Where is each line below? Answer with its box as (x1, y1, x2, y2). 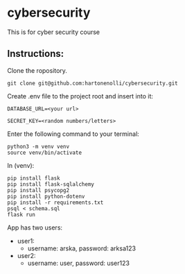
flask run (7, 211, 36, 218)
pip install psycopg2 (7, 187, 70, 194)
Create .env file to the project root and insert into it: (7, 92, 154, 100)
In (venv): (7, 161, 35, 169)
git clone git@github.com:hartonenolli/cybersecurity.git (7, 80, 178, 87)
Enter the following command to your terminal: (7, 130, 140, 138)
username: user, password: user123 (27, 259, 130, 267)
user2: (17, 251, 36, 259)
